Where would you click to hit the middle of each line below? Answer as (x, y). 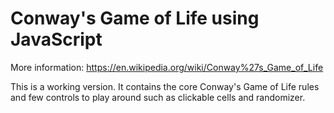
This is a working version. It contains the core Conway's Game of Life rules (165, 86)
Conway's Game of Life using (135, 18)
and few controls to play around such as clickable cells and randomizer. (158, 97)
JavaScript (56, 39)
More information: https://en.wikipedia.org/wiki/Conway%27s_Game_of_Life (167, 67)
